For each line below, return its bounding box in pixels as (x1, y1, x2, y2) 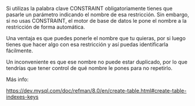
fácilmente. (6, 47, 33, 54)
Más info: (6, 76, 29, 83)
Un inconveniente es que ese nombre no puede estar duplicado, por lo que (6, 58, 188, 65)
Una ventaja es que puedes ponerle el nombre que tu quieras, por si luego (6, 35, 186, 41)
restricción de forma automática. (6, 23, 85, 30)
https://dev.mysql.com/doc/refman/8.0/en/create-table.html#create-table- (6, 87, 187, 94)
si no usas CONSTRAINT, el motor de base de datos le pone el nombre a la (6, 17, 187, 24)
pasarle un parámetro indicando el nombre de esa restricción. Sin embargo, (6, 11, 189, 18)
